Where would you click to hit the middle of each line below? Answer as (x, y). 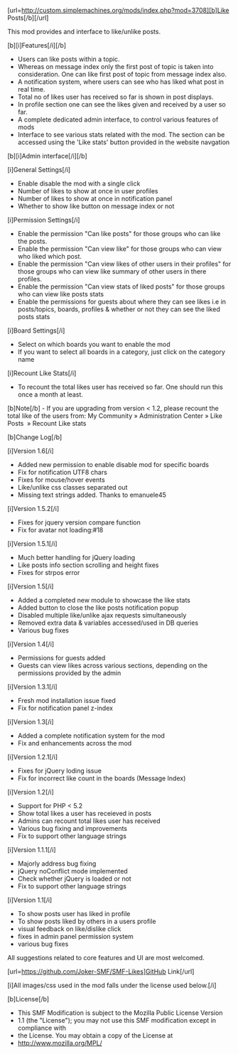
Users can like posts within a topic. (69, 59)
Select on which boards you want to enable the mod (94, 344)
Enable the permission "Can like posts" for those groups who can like (119, 233)
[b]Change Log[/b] (35, 437)
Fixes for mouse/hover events (61, 480)
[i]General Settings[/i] (39, 170)
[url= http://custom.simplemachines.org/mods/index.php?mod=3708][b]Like (118, 10)
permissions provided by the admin (69, 673)
